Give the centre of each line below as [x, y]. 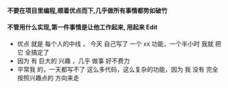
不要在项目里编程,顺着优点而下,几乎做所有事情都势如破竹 [88, 10]
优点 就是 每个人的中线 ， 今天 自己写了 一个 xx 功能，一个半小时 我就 [115, 44]
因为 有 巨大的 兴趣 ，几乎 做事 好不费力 [73, 61]
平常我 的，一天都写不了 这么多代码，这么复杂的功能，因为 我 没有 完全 [117, 69]
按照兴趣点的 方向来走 [48, 78]
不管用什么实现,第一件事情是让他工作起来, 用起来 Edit [82, 27]
